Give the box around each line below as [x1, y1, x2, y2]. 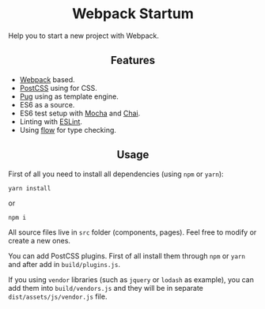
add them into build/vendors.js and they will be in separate [8, 283, 203, 292]
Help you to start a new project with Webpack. [8, 31, 160, 40]
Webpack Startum [72, 5, 194, 23]
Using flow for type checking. [19, 125, 117, 134]
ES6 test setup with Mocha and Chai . [19, 108, 141, 118]
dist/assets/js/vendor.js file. [8, 292, 108, 301]
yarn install [8, 184, 51, 192]
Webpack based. [19, 74, 75, 84]
